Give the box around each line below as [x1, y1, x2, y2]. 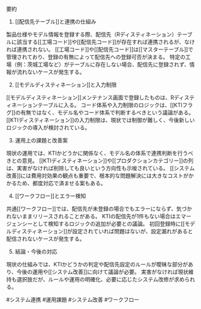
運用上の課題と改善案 [14, 137, 68, 144]
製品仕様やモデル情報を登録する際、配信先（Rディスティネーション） [6, 31, 177, 38]
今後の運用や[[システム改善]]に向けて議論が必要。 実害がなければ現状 [16, 268, 189, 275]
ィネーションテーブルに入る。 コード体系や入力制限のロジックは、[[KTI [6, 102, 183, 108]
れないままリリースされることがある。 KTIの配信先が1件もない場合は [6, 213, 176, 219]
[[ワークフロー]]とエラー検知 [14, 192, 86, 200]
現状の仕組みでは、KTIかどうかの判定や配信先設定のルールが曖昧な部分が [6, 261, 188, 268]
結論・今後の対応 [14, 248, 58, 255]
